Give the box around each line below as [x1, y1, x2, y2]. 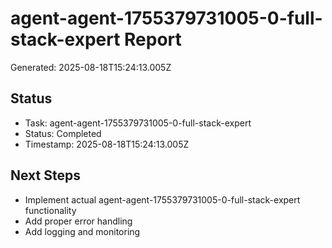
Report [124, 28, 182, 51]
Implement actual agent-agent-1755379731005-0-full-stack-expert [24, 193, 301, 206]
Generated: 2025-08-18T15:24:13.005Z [10, 61, 172, 73]
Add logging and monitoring [24, 225, 141, 237]
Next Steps [10, 167, 81, 184]
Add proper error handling [24, 215, 133, 227]
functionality [24, 204, 77, 216]
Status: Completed [24, 127, 102, 139]
